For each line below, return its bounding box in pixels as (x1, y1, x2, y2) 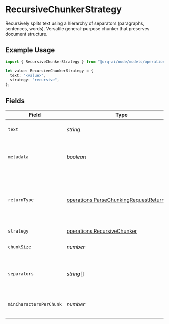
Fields (5, 96, 25, 105)
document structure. (5, 31, 48, 37)
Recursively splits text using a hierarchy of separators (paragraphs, (5, 20, 145, 26)
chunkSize (8, 244, 31, 250)
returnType (8, 197, 34, 203)
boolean (66, 153, 87, 160)
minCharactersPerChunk (8, 301, 62, 307)
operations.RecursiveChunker (66, 227, 137, 235)
